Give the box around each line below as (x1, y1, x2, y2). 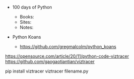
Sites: (19, 19, 31, 25)
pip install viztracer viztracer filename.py (5, 68, 88, 74)
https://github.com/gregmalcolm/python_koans (19, 44, 117, 49)
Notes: (19, 24, 34, 30)
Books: (19, 14, 34, 19)
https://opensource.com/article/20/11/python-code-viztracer (5, 53, 129, 59)
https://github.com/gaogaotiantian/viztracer (5, 59, 95, 64)
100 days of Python (12, 4, 52, 10)
